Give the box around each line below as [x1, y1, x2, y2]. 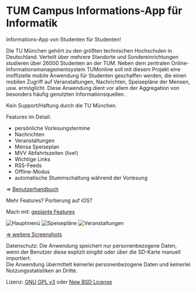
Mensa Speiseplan [14, 143, 60, 150]
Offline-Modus [14, 168, 50, 175]
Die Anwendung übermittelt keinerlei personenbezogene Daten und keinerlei [6, 261, 191, 268]
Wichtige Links [14, 155, 51, 162]
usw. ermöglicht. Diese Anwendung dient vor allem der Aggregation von [6, 84, 180, 91]
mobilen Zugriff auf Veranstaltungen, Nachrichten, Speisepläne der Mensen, [6, 78, 190, 85]
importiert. [6, 254, 32, 261]
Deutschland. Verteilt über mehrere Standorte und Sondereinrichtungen [6, 53, 178, 60]
